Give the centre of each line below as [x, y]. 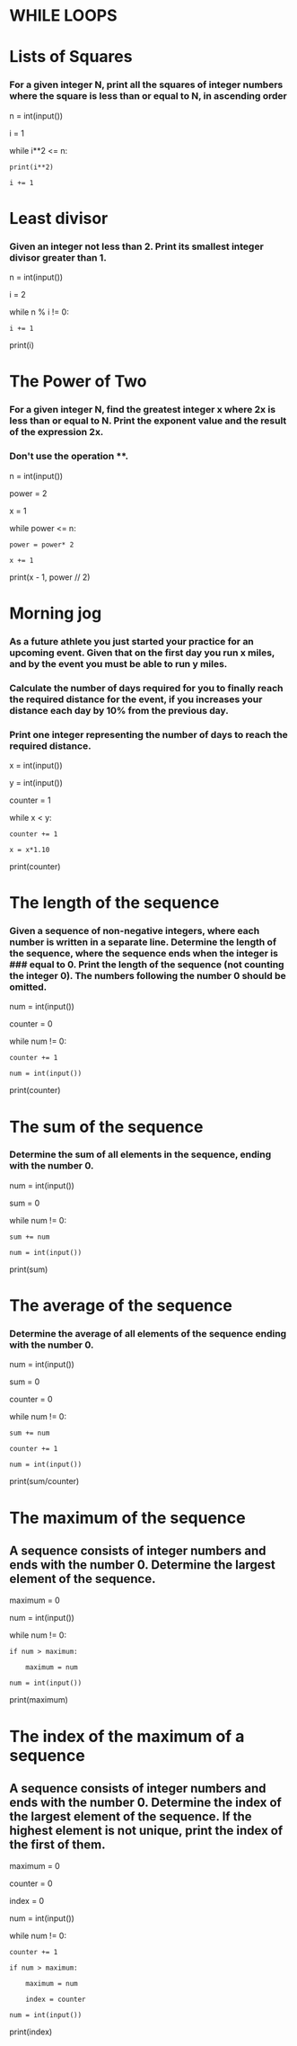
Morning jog [56, 613]
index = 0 [27, 1901]
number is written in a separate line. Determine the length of [143, 942]
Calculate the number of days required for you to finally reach [147, 688]
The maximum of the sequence [127, 1518]
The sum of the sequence [106, 1127]
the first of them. [57, 1844]
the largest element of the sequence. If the [131, 1816]
